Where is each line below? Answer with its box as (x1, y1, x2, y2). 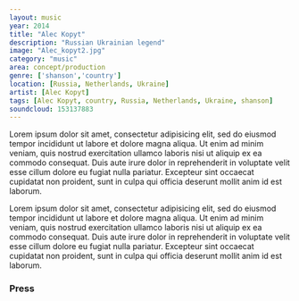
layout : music (9, 13, 62, 22)
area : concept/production (9, 63, 105, 72)
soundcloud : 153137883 (9, 105, 94, 113)
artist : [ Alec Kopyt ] (9, 88, 90, 96)
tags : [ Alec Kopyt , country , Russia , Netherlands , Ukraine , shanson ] (9, 96, 274, 105)
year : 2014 (9, 21, 50, 30)
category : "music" (9, 54, 78, 63)
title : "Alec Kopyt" (9, 29, 87, 38)
